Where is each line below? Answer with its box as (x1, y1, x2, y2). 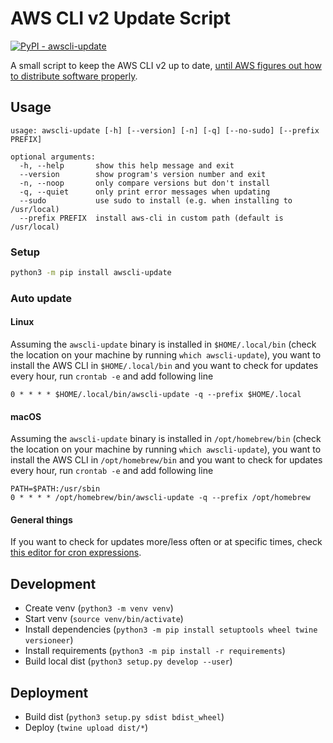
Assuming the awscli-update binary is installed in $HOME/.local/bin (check (10, 338, 317, 351)
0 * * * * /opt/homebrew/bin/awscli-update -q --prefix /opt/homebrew (10, 493, 311, 503)
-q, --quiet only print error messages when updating (19, 187, 271, 197)
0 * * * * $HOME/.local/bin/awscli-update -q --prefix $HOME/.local (10, 390, 302, 400)
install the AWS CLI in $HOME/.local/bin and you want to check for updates (10, 360, 319, 372)
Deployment (10, 684, 89, 701)
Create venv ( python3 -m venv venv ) (24, 602, 174, 614)
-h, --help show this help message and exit (19, 160, 235, 171)
